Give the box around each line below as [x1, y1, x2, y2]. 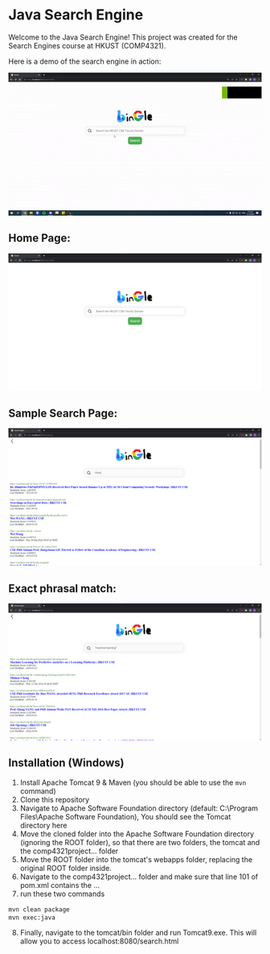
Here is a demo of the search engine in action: [8, 56, 162, 66]
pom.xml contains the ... [19, 880, 100, 890]
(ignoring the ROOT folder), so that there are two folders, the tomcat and [19, 837, 260, 847]
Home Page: [8, 231, 71, 245]
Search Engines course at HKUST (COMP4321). [8, 40, 166, 50]
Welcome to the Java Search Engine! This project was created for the [8, 32, 239, 42]
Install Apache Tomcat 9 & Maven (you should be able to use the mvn [19, 778, 247, 787]
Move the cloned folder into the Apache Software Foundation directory [19, 828, 255, 839]
